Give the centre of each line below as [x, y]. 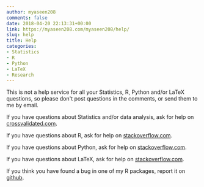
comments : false [27, 18]
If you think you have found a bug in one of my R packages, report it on [96, 171]
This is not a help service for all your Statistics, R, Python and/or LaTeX [95, 92]
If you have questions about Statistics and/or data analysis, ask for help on [100, 117]
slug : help [20, 35]
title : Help [21, 40]
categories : [21, 47]
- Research [20, 75]
